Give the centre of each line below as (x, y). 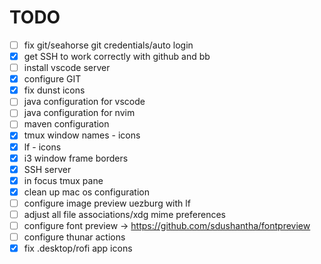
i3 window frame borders (76, 158)
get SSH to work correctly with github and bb (117, 56)
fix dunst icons (54, 90)
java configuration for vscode (84, 102)
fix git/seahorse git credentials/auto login (108, 45)
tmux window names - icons (82, 135)
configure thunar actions (74, 237)
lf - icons (42, 147)
